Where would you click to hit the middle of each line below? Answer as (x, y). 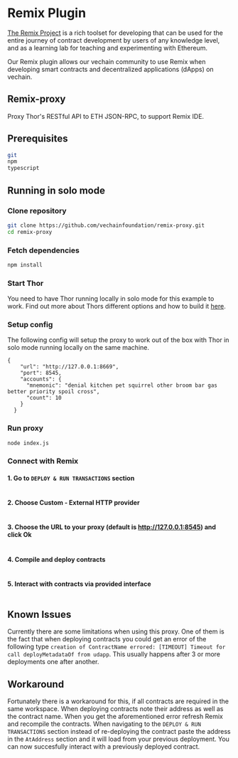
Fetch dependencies (43, 250)
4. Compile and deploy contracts (56, 559)
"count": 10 (44, 398)
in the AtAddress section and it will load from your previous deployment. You (118, 739)
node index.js (28, 443)
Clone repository (37, 210)
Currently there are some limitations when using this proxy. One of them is (116, 631)
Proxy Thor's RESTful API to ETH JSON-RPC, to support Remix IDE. (106, 116)
